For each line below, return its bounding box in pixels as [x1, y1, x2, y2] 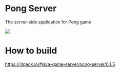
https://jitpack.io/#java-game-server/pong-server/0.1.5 [5, 61, 116, 67]
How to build [5, 45, 57, 56]
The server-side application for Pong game [5, 19, 92, 25]
